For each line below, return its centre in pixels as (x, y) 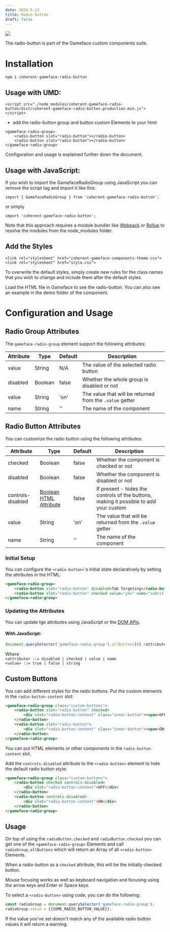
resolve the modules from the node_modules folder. (59, 230)
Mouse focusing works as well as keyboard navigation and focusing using (82, 880)
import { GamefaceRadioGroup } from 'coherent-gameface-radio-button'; (82, 197)
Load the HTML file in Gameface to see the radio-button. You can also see (83, 287)
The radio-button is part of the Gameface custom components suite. (76, 43)
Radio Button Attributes (43, 426)
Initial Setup (20, 558)
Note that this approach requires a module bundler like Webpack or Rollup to (85, 225)
